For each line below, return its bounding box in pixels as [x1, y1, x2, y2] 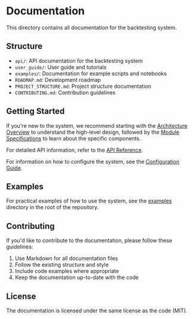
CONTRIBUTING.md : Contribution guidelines [14, 88, 116, 96]
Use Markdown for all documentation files [14, 255, 118, 262]
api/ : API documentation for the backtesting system [14, 57, 143, 64]
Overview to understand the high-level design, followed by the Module [6, 128, 180, 136]
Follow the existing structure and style [14, 261, 109, 268]
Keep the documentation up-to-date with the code [14, 274, 139, 281]
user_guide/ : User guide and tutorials [14, 63, 107, 70]
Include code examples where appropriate [14, 268, 119, 275]
